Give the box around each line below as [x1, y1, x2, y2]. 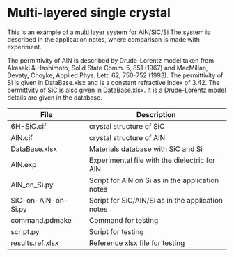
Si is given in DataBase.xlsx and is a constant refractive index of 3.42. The [7, 78, 220, 86]
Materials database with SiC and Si [89, 144, 203, 154]
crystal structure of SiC [89, 121, 165, 131]
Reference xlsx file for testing [89, 238, 185, 248]
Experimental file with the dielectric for [89, 155, 216, 165]
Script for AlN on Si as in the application [89, 176, 219, 185]
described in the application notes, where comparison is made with [7, 35, 200, 43]
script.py [10, 226, 40, 236]
